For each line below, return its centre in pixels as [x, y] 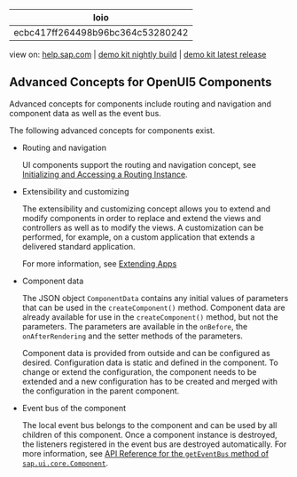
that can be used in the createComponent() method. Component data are [153, 307]
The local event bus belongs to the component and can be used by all [149, 425]
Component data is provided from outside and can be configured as [146, 353]
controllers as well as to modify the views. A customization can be [143, 227]
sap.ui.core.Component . [65, 463]
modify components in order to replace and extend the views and [141, 218]
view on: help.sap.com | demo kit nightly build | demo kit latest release [138, 54]
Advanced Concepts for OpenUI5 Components [141, 82]
